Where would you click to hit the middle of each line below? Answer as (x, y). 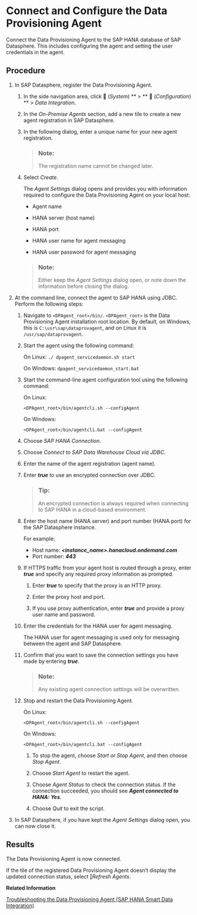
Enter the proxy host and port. (69, 596)
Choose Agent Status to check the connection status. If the (104, 784)
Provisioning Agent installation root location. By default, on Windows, (107, 321)
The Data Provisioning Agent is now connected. (64, 858)
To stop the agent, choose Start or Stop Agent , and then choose (110, 755)
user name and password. (64, 614)
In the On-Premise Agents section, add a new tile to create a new (102, 114)
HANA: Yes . (47, 797)
